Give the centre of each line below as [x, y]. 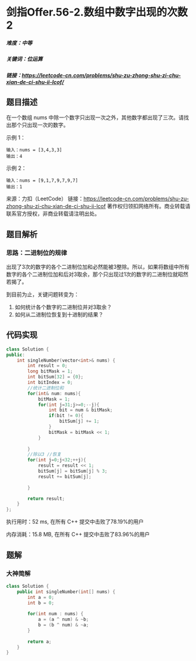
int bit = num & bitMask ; [80, 410]
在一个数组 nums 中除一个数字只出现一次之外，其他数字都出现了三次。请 [95, 117]
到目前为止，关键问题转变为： [42, 294]
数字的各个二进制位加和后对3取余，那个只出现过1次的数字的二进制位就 [92, 274]
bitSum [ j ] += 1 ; [79, 421]
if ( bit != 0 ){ [66, 416]
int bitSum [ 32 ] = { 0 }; [56, 377]
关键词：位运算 [24, 59]
